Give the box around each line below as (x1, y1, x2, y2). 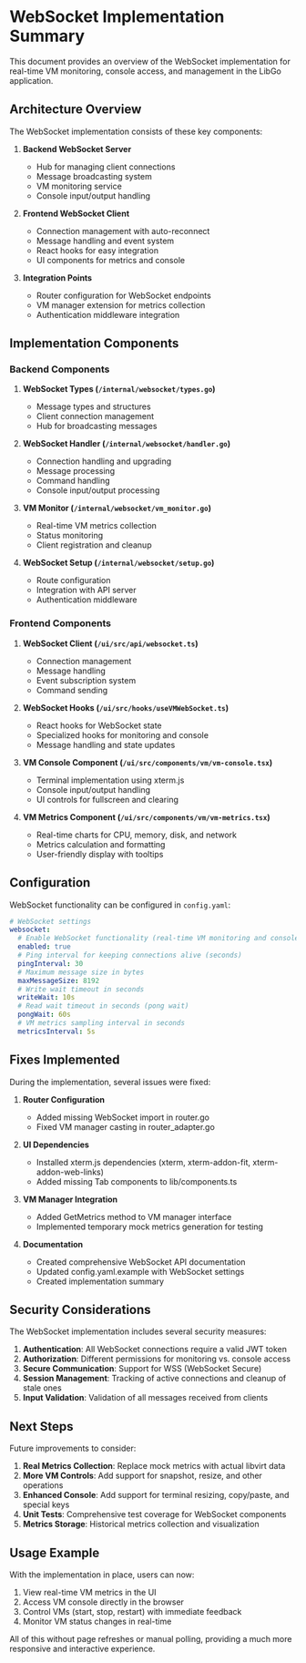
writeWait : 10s (17, 993, 76, 1002)
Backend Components (9, 363, 110, 375)
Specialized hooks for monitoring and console (36, 729, 209, 740)
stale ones (22, 1382, 62, 1393)
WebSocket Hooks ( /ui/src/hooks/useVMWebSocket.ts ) (22, 702, 229, 713)
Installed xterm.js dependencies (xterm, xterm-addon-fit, (36, 1156, 250, 1167)
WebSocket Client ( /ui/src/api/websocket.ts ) (22, 638, 199, 649)
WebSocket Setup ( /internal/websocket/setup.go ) (22, 558, 215, 569)
